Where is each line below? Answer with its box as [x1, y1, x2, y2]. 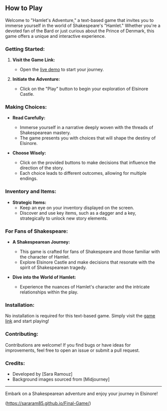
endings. [19, 175, 38, 181]
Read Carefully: [12, 115, 46, 121]
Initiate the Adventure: [12, 76, 60, 82]
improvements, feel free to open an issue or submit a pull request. [5, 347, 140, 353]
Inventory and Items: [5, 188, 57, 195]
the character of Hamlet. [19, 254, 70, 260]
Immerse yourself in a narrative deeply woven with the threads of [19, 125, 154, 131]
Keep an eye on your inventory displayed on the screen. [19, 204, 134, 211]
